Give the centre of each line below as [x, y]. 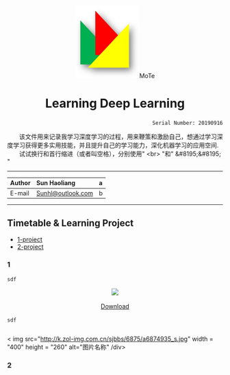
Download [115, 306]
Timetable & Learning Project [71, 223]
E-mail [20, 193]
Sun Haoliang [56, 183]
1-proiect [30, 240]
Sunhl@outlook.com [65, 193]
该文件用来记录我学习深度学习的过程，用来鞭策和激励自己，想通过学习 [118, 136]
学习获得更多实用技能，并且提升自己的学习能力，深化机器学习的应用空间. [116, 145]
